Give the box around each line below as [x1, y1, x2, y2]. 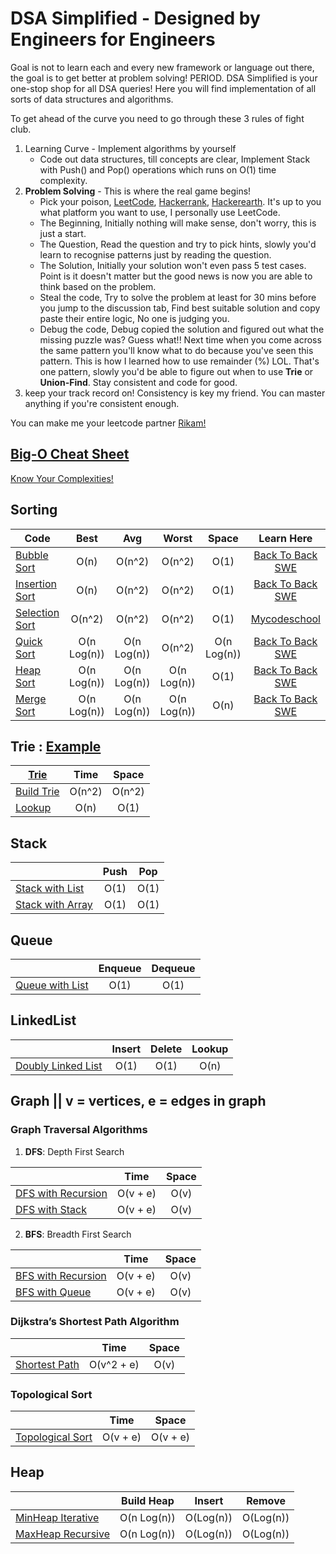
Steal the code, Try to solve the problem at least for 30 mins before [39, 291, 317, 303]
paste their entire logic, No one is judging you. [39, 312, 230, 324]
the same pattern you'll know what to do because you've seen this [39, 344, 314, 356]
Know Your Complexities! [10, 472, 114, 484]
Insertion [15, 577, 57, 591]
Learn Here [258, 531, 313, 545]
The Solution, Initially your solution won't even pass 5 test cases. [39, 259, 307, 271]
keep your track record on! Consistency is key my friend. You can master [24, 387, 326, 399]
